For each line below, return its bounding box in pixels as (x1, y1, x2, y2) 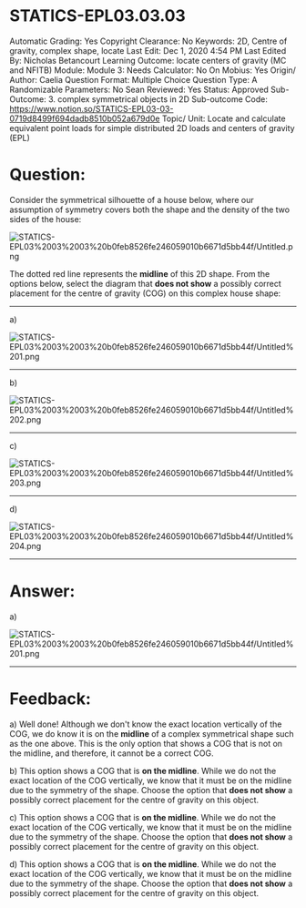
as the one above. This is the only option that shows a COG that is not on (9, 738, 283, 749)
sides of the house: (9, 213, 82, 224)
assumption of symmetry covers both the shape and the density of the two (9, 204, 290, 215)
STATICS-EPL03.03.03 (9, 5, 187, 26)
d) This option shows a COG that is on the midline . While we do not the (9, 858, 277, 870)
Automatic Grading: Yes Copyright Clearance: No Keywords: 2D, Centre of (9, 36, 288, 46)
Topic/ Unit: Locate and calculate (161, 113, 286, 124)
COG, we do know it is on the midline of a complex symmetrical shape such (9, 728, 294, 739)
